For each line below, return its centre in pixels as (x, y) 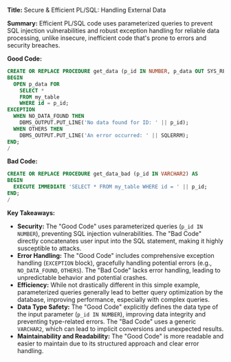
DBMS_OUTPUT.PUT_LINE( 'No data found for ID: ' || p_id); (104, 123)
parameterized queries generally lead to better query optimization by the (120, 292)
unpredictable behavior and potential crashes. (82, 277)
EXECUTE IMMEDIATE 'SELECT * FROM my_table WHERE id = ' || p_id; (110, 187)
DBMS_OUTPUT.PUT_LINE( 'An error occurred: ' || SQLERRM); (104, 135)
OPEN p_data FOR (36, 84)
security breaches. (34, 45)
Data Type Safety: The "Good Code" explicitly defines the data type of (118, 307)
